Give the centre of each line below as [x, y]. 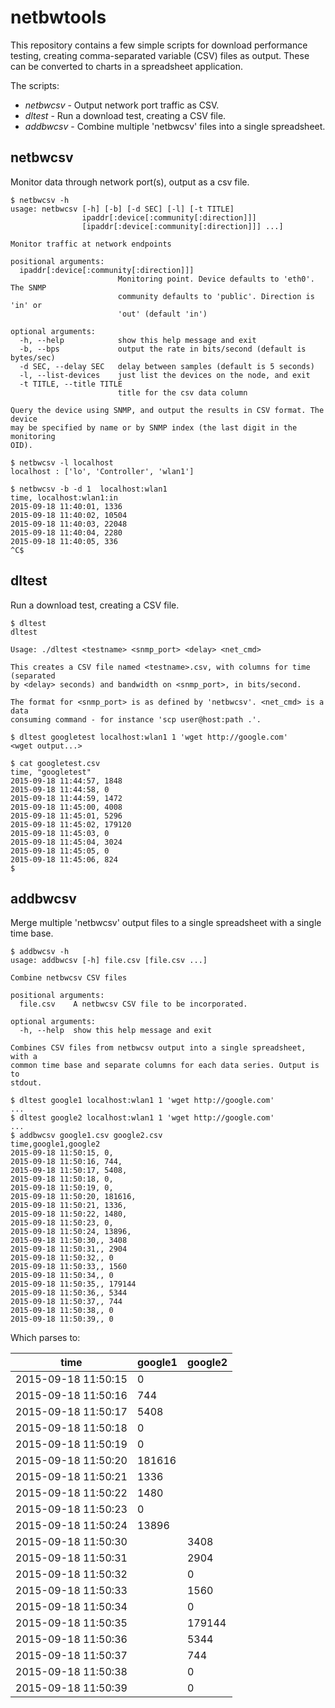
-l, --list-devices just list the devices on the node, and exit [165, 375]
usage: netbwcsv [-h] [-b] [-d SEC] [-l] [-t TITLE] [122, 209]
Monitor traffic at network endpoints [91, 244]
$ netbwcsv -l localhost [62, 462]
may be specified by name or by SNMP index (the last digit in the [154, 427]
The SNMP [28, 287]
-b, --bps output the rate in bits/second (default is [163, 349]
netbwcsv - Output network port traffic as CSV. [122, 105]
